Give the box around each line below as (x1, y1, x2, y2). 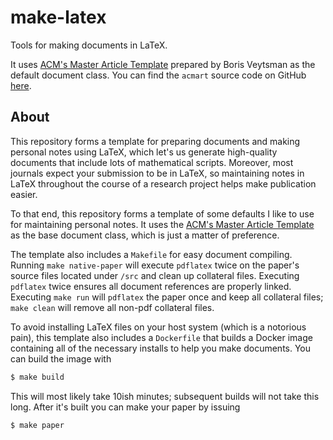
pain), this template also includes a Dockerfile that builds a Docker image (10, 331, 313, 343)
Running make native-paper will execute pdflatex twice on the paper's (10, 259, 300, 271)
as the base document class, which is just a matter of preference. (10, 229, 280, 241)
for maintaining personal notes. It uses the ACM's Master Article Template (10, 218, 315, 230)
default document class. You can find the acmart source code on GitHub (10, 69, 307, 81)
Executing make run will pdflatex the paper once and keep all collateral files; (10, 291, 324, 303)
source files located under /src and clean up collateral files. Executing (10, 269, 300, 281)
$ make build (10, 372, 65, 382)
